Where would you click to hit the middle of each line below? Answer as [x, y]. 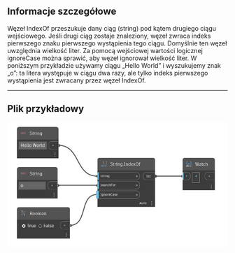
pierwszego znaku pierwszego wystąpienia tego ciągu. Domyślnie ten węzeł [117, 43]
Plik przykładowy [46, 109]
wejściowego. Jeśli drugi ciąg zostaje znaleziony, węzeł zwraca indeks [109, 36]
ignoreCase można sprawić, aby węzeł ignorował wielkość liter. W [102, 58]
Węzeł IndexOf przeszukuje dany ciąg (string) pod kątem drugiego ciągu [112, 28]
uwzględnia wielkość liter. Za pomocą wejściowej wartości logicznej [105, 50]
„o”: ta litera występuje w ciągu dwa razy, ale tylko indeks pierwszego [108, 73]
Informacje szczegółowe [62, 12]
